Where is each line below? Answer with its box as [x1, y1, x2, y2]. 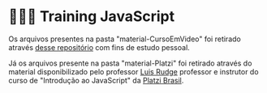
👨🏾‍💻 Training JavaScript [8, 7, 175, 26]
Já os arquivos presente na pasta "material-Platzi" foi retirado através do [8, 58, 252, 68]
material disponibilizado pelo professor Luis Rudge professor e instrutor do [8, 66, 259, 76]
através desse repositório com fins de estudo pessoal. [8, 42, 191, 52]
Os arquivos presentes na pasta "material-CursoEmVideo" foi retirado [8, 34, 241, 44]
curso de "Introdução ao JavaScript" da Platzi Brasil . [8, 75, 184, 85]
